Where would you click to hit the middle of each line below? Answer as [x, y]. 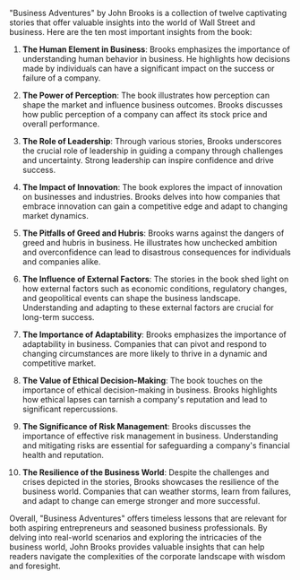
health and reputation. [63, 455]
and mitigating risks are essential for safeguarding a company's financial [156, 446]
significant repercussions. [70, 409]
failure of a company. [61, 78]
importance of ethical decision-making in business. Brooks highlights [150, 390]
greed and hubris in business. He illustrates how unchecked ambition [150, 242]
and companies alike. [61, 262]
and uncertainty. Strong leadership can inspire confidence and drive [148, 160]
